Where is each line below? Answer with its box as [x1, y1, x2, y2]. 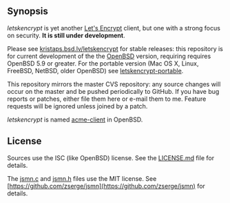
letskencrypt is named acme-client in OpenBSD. [7, 115, 143, 124]
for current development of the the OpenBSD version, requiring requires [7, 52, 211, 60]
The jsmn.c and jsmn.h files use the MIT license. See [7, 174, 157, 182]
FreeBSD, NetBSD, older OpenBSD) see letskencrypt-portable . [7, 66, 184, 75]
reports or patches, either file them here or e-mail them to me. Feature [7, 95, 207, 103]
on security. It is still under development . [7, 31, 125, 39]
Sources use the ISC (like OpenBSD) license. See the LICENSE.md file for [7, 153, 215, 162]
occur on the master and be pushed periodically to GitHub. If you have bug [7, 87, 220, 95]
